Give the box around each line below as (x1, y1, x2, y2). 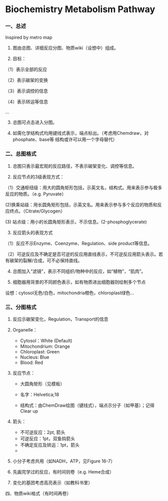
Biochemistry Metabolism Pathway (5, 4, 155, 15)
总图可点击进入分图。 (12, 119, 57, 125)
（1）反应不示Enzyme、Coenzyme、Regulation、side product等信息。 (5, 240, 153, 246)
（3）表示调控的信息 (5, 88, 48, 94)
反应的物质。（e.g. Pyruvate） (5, 191, 67, 197)
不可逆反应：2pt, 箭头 (20, 430, 66, 436)
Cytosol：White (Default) (20, 338, 72, 344)
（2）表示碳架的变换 (5, 77, 48, 83)
